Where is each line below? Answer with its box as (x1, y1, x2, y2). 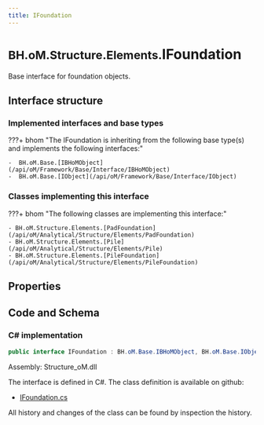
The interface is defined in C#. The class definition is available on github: (8, 377, 244, 387)
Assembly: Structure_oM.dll (8, 362, 97, 372)
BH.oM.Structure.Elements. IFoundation (8, 45, 242, 63)
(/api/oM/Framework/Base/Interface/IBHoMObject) (8, 166, 170, 174)
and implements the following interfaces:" (8, 144, 144, 153)
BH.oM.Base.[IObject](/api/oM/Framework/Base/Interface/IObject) (18, 173, 237, 181)
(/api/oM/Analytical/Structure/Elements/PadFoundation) (8, 231, 195, 239)
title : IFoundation (8, 11, 72, 20)
